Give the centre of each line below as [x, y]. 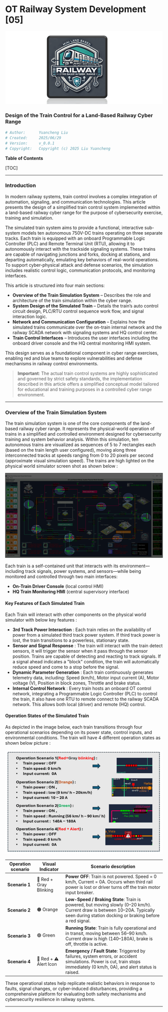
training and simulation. [29, 218]
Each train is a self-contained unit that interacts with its [62, 566]
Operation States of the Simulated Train [47, 716]
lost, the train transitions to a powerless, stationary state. [71, 640]
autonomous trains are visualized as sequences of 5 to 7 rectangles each [80, 445]
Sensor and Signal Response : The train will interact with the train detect [87, 645]
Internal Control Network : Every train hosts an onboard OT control [82, 688]
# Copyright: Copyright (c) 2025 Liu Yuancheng [58, 148]
